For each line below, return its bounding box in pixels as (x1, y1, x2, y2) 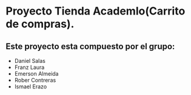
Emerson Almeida (14, 70, 59, 77)
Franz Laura (14, 64, 45, 71)
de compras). (5, 17, 75, 31)
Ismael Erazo (14, 83, 47, 90)
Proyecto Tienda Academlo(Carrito (5, 4, 186, 18)
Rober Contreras (14, 77, 56, 84)
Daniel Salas (14, 57, 46, 64)
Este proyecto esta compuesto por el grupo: (5, 41, 175, 51)
